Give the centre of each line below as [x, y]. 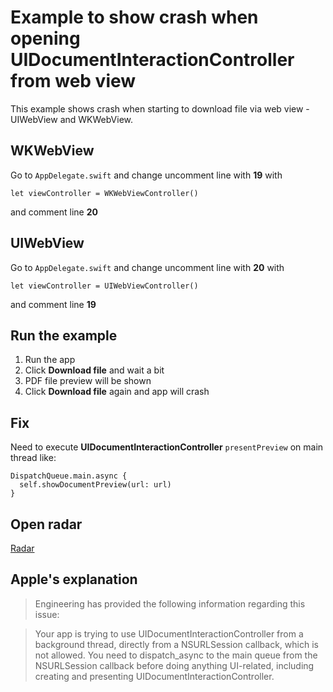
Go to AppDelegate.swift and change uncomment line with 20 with [147, 267]
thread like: [33, 458]
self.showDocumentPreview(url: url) [95, 485]
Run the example [64, 335]
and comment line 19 [53, 304]
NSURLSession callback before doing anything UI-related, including [174, 665]
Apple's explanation [74, 579]
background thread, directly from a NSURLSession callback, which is [176, 644]
